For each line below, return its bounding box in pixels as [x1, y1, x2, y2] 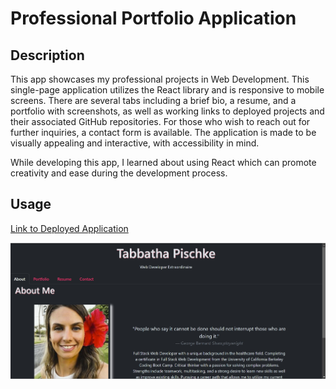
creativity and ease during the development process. [10, 167, 228, 179]
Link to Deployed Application [10, 222, 129, 234]
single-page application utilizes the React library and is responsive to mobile [10, 84, 325, 96]
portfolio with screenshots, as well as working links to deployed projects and [10, 105, 325, 117]
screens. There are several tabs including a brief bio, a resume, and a [10, 95, 297, 106]
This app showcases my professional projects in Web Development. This [10, 73, 310, 85]
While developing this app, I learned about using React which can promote [10, 157, 317, 168]
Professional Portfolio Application [10, 7, 297, 30]
